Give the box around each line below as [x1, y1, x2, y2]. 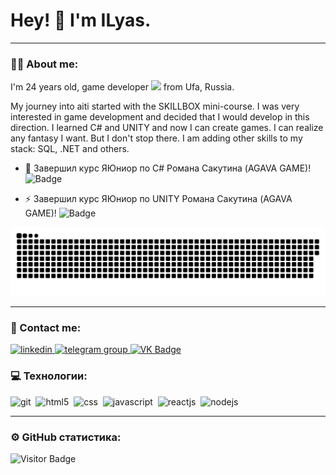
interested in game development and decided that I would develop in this [10, 111, 310, 123]
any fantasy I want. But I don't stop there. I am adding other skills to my [10, 132, 303, 144]
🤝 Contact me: [10, 320, 82, 334]
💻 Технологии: [10, 369, 88, 383]
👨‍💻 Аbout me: [10, 57, 79, 71]
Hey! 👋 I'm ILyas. [10, 9, 152, 32]
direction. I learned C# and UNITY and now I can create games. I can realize [10, 122, 324, 134]
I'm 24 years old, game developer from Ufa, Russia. [10, 81, 235, 93]
